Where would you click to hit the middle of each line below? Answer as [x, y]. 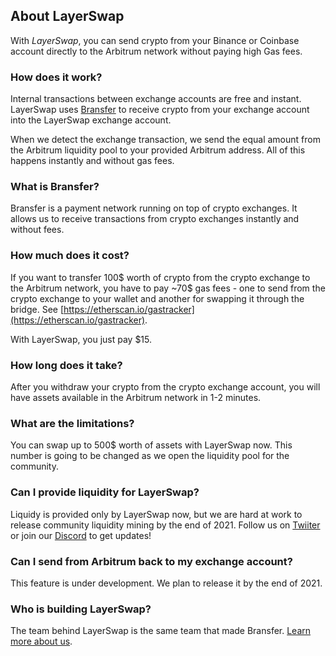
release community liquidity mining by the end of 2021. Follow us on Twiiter [165, 525]
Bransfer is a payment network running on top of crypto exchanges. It [154, 208]
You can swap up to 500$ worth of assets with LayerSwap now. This [151, 445]
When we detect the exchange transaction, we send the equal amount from [165, 140]
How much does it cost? [70, 256]
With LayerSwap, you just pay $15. [81, 339]
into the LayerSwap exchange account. [91, 120]
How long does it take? [66, 365]
